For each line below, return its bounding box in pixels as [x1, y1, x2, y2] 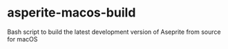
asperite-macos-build [7, 5, 136, 21]
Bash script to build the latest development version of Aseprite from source [7, 28, 221, 36]
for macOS [7, 35, 38, 43]
